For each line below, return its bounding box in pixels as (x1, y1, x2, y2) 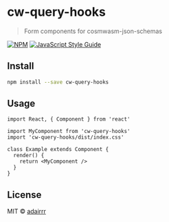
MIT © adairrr (7, 208, 47, 216)
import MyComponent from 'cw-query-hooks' (7, 128, 131, 135)
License (7, 189, 42, 201)
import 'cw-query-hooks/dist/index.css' (7, 134, 125, 141)
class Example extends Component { (7, 146, 109, 153)
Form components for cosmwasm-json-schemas (23, 27, 163, 35)
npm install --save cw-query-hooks (7, 79, 109, 85)
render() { (13, 152, 45, 159)
